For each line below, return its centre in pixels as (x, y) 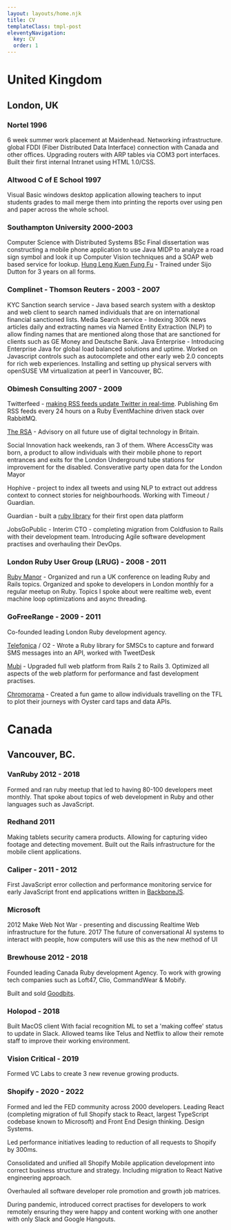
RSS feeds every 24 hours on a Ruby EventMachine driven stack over (106, 411)
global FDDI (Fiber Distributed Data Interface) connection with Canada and (113, 147)
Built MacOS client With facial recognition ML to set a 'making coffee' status (115, 1026)
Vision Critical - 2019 (43, 1059)
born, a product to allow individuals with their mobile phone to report (104, 452)
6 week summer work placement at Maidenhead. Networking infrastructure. (115, 140)
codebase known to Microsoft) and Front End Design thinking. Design (106, 1121)
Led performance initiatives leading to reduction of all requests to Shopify (112, 1142)
